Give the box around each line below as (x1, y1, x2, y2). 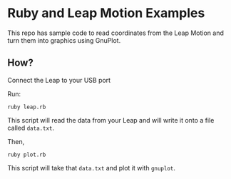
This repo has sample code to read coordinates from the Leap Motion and (7, 29, 225, 37)
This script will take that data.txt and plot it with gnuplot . (7, 163, 176, 172)
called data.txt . (7, 123, 55, 132)
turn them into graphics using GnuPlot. (7, 36, 121, 44)
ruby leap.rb (7, 103, 46, 111)
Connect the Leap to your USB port (7, 76, 111, 84)
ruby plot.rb (7, 151, 46, 158)
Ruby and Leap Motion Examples (7, 5, 205, 21)
